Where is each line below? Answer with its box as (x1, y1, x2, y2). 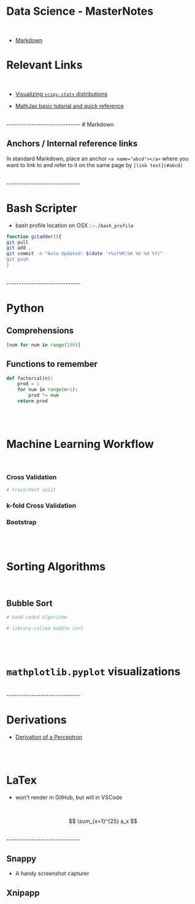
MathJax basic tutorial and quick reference (15, 102, 124, 109)
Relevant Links (6, 58, 83, 72)
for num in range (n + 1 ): (17, 387, 78, 393)
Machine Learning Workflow (6, 438, 155, 451)
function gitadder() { (6, 234, 62, 240)
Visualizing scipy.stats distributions (15, 90, 108, 98)
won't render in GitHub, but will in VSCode (15, 793, 123, 801)
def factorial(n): (6, 375, 53, 382)
